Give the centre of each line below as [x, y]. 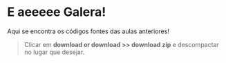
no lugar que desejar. [54, 52]
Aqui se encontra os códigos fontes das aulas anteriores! [88, 31]
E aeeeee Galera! [57, 12]
